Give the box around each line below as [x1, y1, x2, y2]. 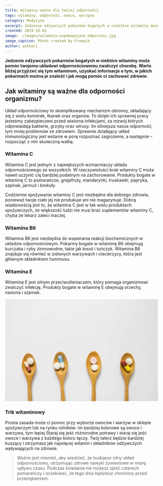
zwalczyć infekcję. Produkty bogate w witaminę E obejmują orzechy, [5, 285, 142, 290]
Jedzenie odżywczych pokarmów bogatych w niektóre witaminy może [5, 57, 150, 63]
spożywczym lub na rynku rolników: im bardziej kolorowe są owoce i [5, 425, 142, 431]
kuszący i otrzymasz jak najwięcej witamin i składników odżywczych [5, 440, 142, 446]
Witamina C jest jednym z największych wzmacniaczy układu [5, 162, 128, 168]
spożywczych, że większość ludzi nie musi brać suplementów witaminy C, [5, 207, 154, 213]
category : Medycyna [5, 18, 45, 23]
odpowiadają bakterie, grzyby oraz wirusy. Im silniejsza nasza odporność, [5, 123, 153, 129]
